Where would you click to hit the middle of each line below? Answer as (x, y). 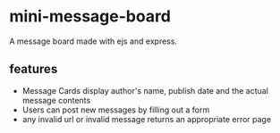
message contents (56, 100)
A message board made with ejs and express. (93, 41)
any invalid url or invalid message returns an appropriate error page (146, 119)
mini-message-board (90, 17)
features (34, 69)
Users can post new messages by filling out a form (116, 110)
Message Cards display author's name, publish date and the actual (145, 90)
